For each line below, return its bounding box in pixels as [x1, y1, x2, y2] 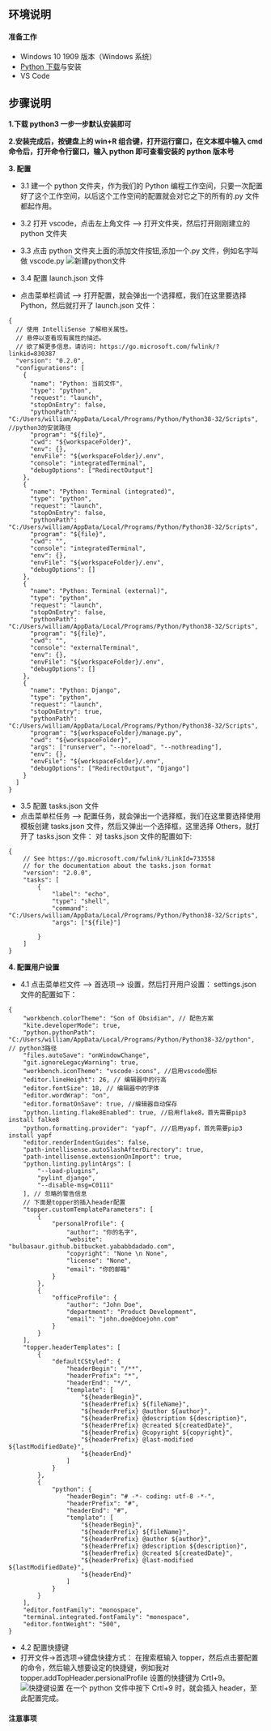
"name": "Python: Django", [29, 686, 121, 695]
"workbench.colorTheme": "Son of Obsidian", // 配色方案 [23, 1015, 214, 1023]
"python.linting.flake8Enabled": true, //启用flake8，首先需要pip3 [23, 1109, 247, 1117]
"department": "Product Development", [66, 1308, 197, 1317]
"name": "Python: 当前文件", [29, 380, 124, 388]
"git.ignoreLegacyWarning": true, [23, 1059, 139, 1067]
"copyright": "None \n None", [66, 1250, 168, 1258]
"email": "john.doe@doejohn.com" [66, 1315, 180, 1324]
